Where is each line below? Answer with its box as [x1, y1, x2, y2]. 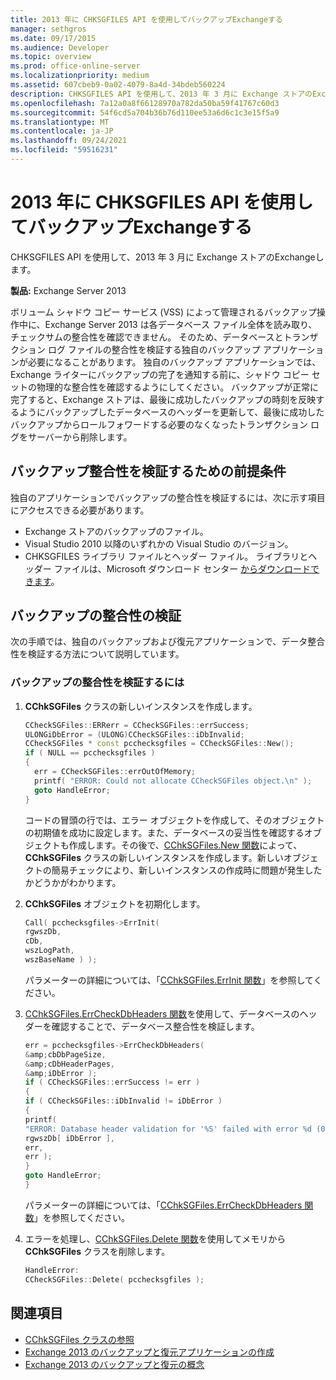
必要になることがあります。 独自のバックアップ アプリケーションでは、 [27, 356, 322, 368]
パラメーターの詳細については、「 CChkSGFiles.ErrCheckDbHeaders [24, 1199, 303, 1211]
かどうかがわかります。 [24, 876, 122, 888]
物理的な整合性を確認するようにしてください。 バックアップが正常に [36, 381, 320, 393]
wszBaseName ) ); [24, 955, 98, 965]
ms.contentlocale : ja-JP [10, 126, 114, 136]
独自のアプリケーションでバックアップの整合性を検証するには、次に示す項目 [10, 491, 326, 503]
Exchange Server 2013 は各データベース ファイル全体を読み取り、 [44, 318, 318, 330]
